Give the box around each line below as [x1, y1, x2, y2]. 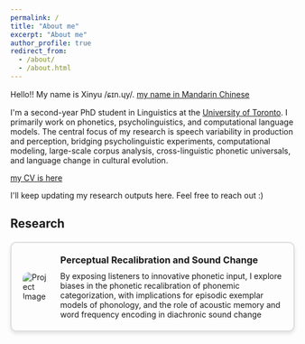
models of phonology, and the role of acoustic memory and [60, 300, 281, 311]
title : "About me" [10, 22, 79, 31]
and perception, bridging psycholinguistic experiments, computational [10, 135, 271, 146]
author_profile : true [10, 38, 92, 48]
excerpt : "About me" [10, 30, 88, 39]
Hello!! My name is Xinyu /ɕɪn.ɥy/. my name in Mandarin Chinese [10, 88, 251, 99]
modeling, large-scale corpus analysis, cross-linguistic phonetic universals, [10, 145, 291, 156]
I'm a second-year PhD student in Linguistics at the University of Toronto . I [10, 107, 288, 117]
